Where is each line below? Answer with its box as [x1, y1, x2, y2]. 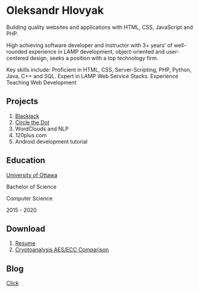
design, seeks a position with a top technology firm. [30, 54, 159, 61]
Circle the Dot [14, 119, 49, 126]
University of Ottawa [6, 171, 58, 178]
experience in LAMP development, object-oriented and [28, 48, 165, 55]
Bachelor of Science [6, 183, 57, 190]
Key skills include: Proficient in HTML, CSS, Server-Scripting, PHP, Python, [6, 66, 192, 73]
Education [6, 155, 46, 166]
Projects [6, 96, 39, 107]
